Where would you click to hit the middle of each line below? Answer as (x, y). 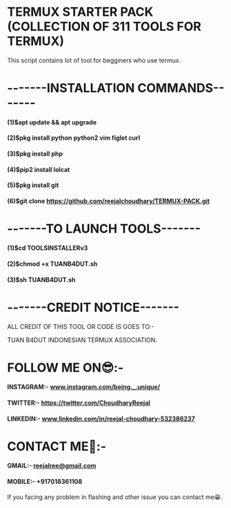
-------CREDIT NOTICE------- (93, 307)
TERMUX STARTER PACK (80, 12)
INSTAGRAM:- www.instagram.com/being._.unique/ (84, 387)
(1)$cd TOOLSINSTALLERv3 (48, 248)
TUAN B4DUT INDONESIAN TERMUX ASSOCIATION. (82, 340)
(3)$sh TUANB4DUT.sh (41, 279)
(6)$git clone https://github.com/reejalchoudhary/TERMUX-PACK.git (109, 201)
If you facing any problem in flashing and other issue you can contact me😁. (115, 497)
